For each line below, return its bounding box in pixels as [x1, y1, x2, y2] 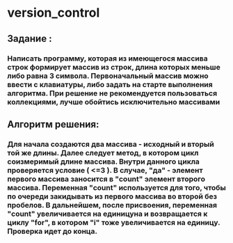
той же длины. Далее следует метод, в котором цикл [7, 148, 199, 157]
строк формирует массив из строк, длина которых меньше [7, 62, 220, 72]
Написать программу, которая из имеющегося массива [7, 54, 208, 63]
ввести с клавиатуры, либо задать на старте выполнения [7, 79, 214, 89]
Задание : [7, 33, 52, 45]
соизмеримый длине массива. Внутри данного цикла [7, 157, 200, 166]
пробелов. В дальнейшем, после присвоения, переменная [7, 200, 218, 210]
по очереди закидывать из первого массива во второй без [7, 191, 218, 201]
